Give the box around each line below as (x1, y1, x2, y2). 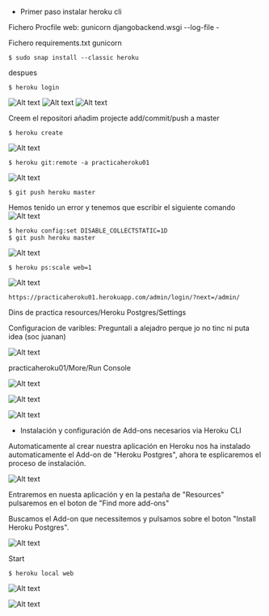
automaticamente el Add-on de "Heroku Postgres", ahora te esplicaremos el (8, 450, 262, 459)
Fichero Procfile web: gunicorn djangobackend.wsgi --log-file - (8, 23, 220, 31)
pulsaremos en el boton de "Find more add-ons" (8, 498, 170, 508)
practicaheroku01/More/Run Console (8, 363, 132, 372)
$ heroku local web (8, 569, 74, 577)
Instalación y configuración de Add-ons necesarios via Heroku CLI (19, 425, 242, 435)
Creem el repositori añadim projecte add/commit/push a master (8, 113, 220, 123)
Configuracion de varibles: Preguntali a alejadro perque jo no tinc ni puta (8, 323, 250, 333)
